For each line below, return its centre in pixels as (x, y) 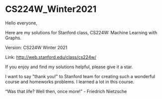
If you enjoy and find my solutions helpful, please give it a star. (69, 67)
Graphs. (13, 38)
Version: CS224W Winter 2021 (36, 47)
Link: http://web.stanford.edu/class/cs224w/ (51, 57)
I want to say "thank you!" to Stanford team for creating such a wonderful (80, 76)
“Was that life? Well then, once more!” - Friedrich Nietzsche (66, 91)
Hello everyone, (21, 23)
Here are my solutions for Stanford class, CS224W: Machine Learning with (81, 32)
